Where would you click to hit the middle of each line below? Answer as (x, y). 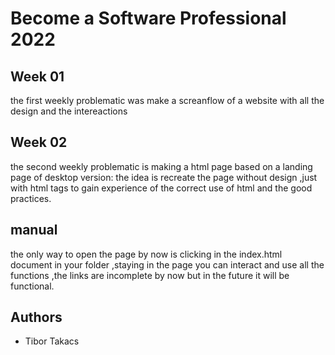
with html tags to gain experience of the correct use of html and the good (161, 188)
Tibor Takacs (52, 341)
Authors (36, 317)
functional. (32, 286)
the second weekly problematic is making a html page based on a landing (161, 166)
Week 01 (37, 76)
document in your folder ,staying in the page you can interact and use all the (167, 264)
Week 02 (39, 142)
